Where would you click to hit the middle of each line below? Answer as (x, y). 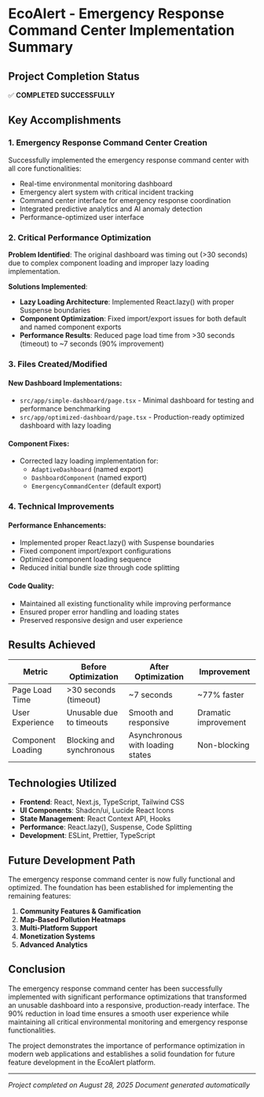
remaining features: (40, 896)
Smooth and (151, 713)
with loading (151, 745)
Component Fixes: (39, 443)
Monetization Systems (57, 936)
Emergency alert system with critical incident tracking (106, 192)
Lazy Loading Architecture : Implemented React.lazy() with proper (126, 302)
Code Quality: (31, 586)
